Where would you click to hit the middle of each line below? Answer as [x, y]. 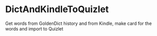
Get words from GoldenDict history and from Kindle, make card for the [78, 23]
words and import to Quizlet [34, 28]
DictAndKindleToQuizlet [57, 9]
